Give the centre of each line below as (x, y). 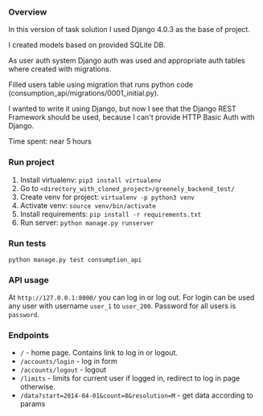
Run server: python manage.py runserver (87, 222)
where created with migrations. (60, 69)
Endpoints (29, 336)
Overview (28, 12)
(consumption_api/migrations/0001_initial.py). (84, 93)
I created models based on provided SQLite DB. (87, 45)
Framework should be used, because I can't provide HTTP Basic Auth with (131, 117)
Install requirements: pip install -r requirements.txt (111, 214)
